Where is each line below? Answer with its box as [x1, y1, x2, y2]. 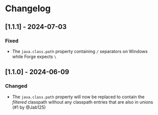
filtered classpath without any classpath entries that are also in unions [12, 99, 153, 105]
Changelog [5, 3, 51, 14]
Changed [5, 83, 28, 89]
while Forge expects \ [12, 54, 57, 59]
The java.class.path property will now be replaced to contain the [12, 94, 145, 100]
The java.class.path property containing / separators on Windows [12, 48, 148, 54]
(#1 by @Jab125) [12, 104, 46, 110]
